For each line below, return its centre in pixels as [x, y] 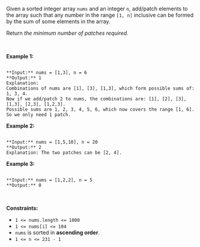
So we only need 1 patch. [38, 115]
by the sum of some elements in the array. [58, 21]
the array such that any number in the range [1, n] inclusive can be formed [100, 15]
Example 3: [20, 164]
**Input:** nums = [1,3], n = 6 [47, 73]
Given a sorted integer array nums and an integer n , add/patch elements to [97, 9]
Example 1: [20, 56]
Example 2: [20, 126]
